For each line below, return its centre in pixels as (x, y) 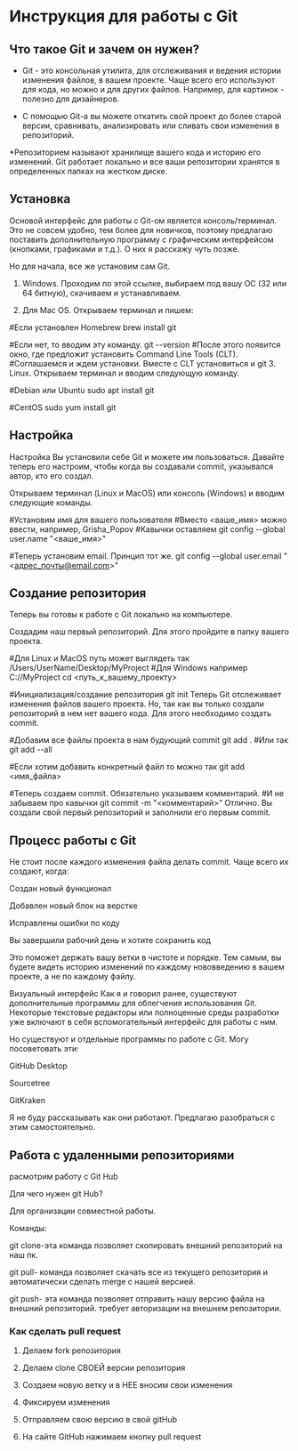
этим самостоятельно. (52, 1127)
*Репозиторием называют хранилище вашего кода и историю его (135, 152)
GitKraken (28, 1100)
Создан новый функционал (60, 889)
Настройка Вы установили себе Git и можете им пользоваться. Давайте (147, 456)
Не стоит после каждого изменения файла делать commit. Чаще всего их (149, 862)
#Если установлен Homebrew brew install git (93, 327)
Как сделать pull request (65, 1331)
